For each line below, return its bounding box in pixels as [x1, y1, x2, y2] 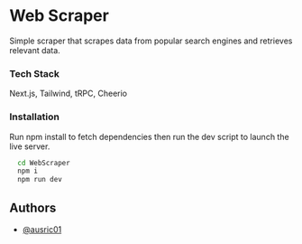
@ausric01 [22, 223, 62, 235]
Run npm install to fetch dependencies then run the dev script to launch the [9, 131, 290, 142]
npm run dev [17, 175, 63, 184]
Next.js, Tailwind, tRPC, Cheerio [9, 88, 128, 99]
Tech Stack [9, 67, 60, 80]
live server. [9, 141, 50, 152]
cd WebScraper [17, 158, 70, 167]
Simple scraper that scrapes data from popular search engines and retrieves [9, 35, 293, 46]
